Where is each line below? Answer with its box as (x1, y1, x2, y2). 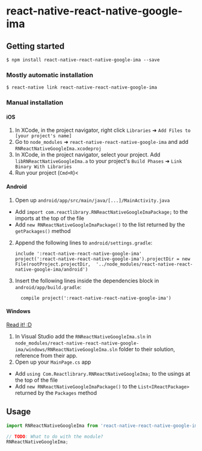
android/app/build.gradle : (14, 283, 82, 290)
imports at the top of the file (14, 214, 84, 222)
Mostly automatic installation (6, 70, 94, 79)
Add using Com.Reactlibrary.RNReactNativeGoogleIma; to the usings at (14, 370, 191, 377)
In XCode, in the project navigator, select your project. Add (14, 151, 161, 158)
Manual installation (6, 98, 64, 107)
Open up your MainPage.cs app (14, 358, 91, 365)
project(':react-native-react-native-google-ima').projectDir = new (14, 256, 191, 262)
